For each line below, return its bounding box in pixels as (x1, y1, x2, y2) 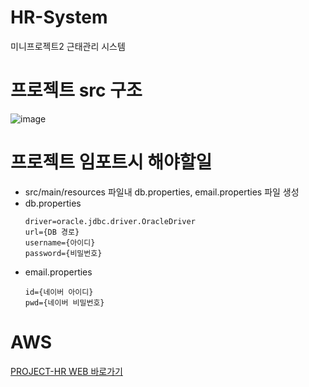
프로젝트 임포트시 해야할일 (10, 151, 213, 174)
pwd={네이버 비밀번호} (24, 297, 105, 308)
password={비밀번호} (24, 248, 103, 258)
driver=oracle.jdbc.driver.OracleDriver (24, 216, 196, 226)
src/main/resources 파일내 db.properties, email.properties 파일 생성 (24, 186, 300, 198)
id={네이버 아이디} (24, 287, 94, 297)
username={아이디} (24, 237, 96, 248)
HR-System (10, 6, 108, 29)
